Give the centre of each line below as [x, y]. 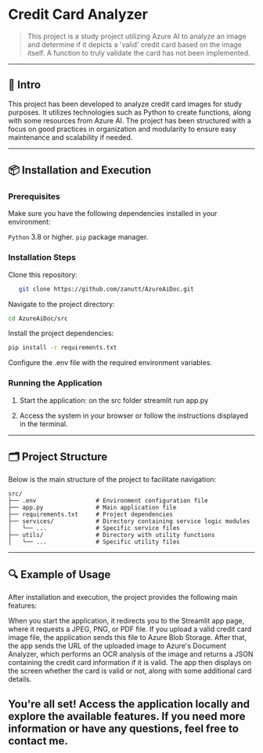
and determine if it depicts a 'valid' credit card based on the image [135, 44]
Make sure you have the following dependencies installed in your [113, 214]
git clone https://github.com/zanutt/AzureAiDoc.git [106, 289]
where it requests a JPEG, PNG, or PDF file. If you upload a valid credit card [130, 629]
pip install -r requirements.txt [63, 348]
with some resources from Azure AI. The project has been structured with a [130, 120]
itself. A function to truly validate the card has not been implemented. [139, 53]
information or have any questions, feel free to [123, 728]
